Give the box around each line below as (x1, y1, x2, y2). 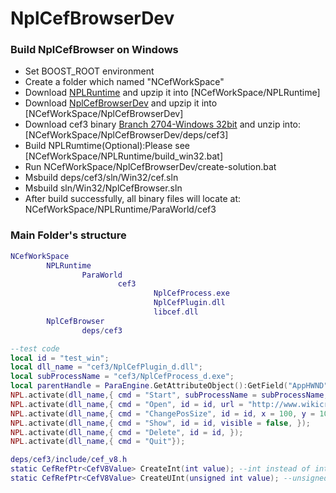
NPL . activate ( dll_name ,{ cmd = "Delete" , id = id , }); (10, 427, 244, 437)
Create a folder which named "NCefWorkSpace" (24, 76, 225, 88)
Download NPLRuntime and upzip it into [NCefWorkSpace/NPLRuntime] (24, 87, 321, 99)
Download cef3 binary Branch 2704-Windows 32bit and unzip (24, 118, 281, 131)
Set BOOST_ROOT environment (24, 65, 155, 77)
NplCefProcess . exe (153, 288, 230, 299)
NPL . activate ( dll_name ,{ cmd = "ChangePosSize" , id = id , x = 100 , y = (10, 408, 316, 419)
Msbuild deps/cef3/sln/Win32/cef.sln (24, 172, 179, 184)
